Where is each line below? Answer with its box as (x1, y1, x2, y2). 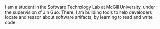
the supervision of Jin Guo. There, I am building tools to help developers (5, 9, 152, 15)
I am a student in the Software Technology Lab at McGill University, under (5, 4, 155, 10)
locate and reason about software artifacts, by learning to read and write (5, 14, 153, 20)
